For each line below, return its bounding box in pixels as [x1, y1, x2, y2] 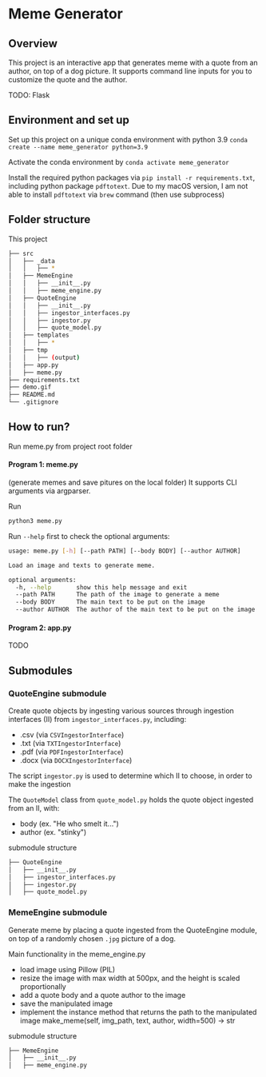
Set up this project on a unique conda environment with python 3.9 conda [8, 134, 248, 144]
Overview [8, 37, 58, 50]
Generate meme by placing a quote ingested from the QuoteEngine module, [8, 925, 258, 935]
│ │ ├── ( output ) [8, 353, 81, 361]
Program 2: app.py [8, 623, 72, 632]
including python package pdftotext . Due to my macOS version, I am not [8, 181, 248, 190]
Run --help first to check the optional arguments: [8, 531, 170, 540]
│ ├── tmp [8, 346, 48, 354]
